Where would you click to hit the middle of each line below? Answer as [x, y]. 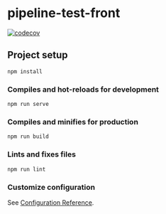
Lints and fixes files [42, 154]
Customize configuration [51, 187]
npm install [25, 71]
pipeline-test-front [64, 13]
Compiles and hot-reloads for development [83, 89]
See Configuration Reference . [51, 202]
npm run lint [27, 169]
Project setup [38, 55]
